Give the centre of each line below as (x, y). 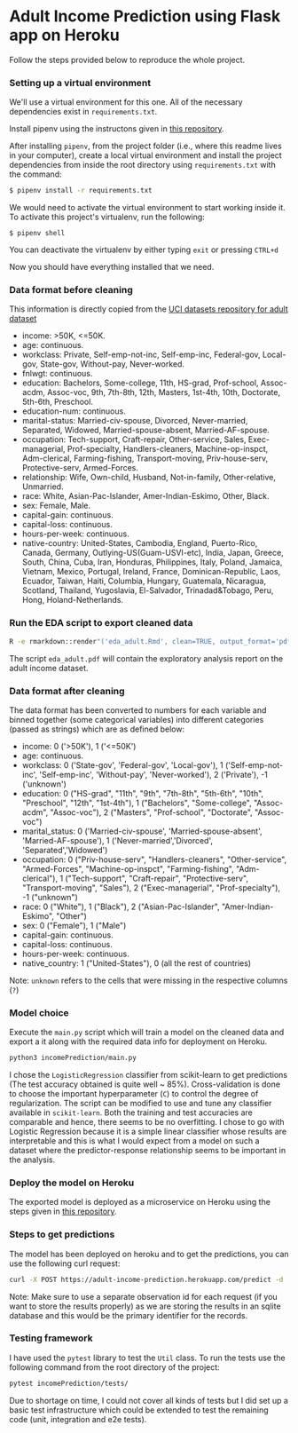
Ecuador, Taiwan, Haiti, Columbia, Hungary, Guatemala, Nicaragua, (144, 581)
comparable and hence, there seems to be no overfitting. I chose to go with (147, 1122)
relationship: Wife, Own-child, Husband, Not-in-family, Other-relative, (149, 478)
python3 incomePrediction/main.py (73, 1058)
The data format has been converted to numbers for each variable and (138, 710)
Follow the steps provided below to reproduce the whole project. (127, 59)
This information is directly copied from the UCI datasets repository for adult (149, 309)
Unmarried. (43, 487)
